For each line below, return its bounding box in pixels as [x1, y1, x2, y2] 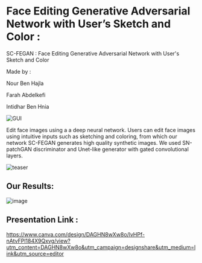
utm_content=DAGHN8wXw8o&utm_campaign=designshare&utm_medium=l [6, 243, 196, 251]
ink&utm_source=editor [6, 250, 65, 257]
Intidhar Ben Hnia [6, 103, 49, 110]
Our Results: [6, 181, 54, 191]
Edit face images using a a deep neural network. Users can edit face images [6, 126, 196, 133]
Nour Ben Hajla [6, 80, 44, 87]
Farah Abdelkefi [6, 91, 46, 98]
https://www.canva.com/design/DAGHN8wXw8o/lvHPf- [6, 230, 145, 238]
